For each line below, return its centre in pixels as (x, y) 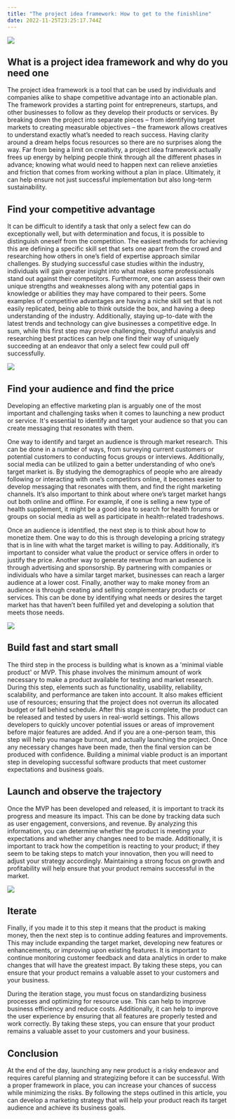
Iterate (22, 911)
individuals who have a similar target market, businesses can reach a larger (116, 575)
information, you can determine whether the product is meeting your (106, 830)
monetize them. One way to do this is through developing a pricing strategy (116, 537)
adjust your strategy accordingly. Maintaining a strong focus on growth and (116, 861)
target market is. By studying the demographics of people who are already (115, 472)
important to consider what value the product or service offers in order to (113, 552)
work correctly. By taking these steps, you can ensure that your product (111, 1024)
